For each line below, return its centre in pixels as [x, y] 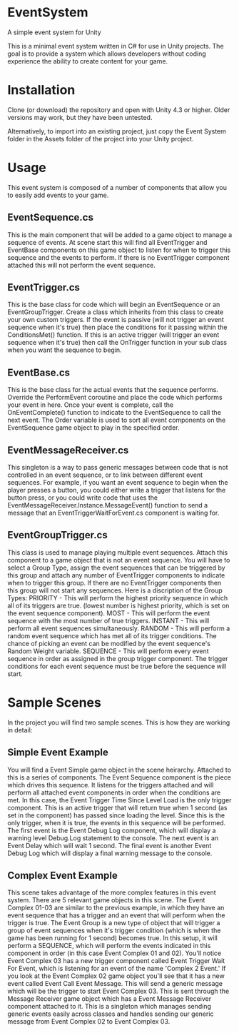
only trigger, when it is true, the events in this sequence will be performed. [117, 822]
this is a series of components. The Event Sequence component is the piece [119, 777]
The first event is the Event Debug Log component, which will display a [112, 830]
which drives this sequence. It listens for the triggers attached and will [111, 785]
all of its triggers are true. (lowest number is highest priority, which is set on [118, 605]
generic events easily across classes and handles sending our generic [111, 1014]
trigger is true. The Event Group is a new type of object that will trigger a [114, 923]
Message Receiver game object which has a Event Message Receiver [110, 999]
